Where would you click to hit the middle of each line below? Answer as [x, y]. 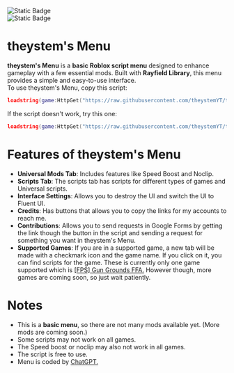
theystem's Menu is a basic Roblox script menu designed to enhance [108, 65]
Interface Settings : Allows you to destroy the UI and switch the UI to [116, 196]
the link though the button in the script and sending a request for [110, 232]
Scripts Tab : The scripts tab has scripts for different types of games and [122, 181]
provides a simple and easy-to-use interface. [72, 80]
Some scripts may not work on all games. [77, 339]
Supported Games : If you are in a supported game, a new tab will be [116, 248]
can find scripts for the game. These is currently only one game [109, 262]
